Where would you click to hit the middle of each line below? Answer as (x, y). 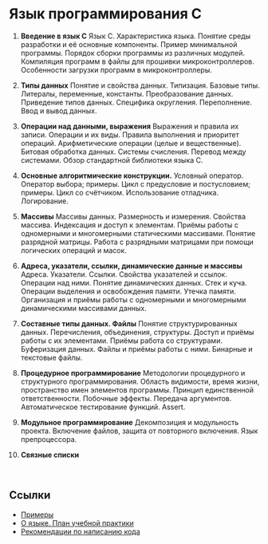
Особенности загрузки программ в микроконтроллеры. (116, 69)
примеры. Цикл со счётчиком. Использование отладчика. (119, 192)
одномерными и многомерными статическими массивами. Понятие (138, 233)
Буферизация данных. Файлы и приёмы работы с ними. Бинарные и (137, 349)
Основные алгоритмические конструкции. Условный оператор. (132, 175)
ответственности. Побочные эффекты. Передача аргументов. (126, 398)
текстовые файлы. (51, 357)
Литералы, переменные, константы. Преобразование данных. (127, 93)
